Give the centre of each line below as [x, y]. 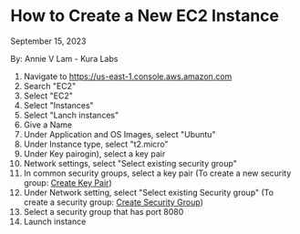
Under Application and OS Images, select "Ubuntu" [119, 134]
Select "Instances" [58, 105]
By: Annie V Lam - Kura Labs [64, 58]
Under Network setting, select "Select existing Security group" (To [149, 192]
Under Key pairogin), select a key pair [94, 153]
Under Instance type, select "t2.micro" [96, 144]
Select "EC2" [48, 96]
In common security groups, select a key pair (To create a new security [157, 173]
